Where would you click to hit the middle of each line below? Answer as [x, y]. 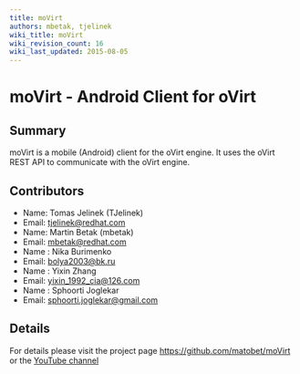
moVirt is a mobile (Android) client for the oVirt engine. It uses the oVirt [142, 152]
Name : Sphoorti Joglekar [71, 290]
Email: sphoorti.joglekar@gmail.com [90, 300]
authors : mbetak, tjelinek [61, 26]
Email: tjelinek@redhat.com [74, 222]
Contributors [47, 191]
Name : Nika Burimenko [67, 251]
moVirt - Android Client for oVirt [133, 97]
